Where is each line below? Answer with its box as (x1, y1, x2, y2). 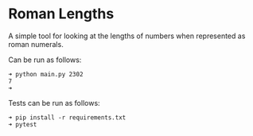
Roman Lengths (8, 5, 115, 23)
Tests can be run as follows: (8, 98, 101, 107)
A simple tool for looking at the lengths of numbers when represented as (8, 31, 246, 41)
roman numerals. (8, 39, 64, 49)
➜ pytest (8, 120, 37, 128)
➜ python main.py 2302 (8, 70, 84, 78)
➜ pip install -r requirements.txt (8, 113, 127, 122)
